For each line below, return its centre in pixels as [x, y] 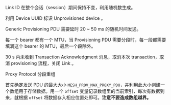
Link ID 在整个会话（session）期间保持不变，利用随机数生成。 [70, 7]
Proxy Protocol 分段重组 [30, 74]
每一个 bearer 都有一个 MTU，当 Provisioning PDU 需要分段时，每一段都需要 [86, 40]
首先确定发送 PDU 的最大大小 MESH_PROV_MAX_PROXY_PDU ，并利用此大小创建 [83, 85]
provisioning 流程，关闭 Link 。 [44, 63]
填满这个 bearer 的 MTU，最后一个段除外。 [51, 46]
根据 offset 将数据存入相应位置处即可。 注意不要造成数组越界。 [85, 97]
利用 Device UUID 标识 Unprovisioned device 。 [55, 18]
